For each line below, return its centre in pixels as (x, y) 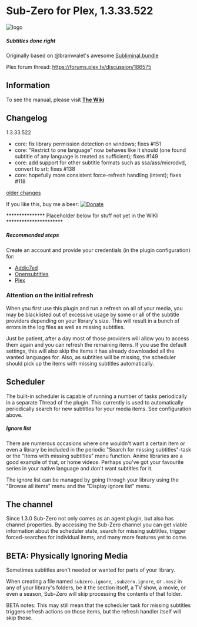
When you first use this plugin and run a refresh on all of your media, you (95, 308)
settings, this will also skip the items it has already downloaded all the (90, 351)
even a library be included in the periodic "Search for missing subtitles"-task (99, 449)
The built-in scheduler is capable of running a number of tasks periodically (96, 396)
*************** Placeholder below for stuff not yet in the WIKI (82, 215)
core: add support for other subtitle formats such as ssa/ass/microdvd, (100, 162)
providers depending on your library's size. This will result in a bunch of (93, 321)
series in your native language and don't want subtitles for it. (79, 468)
